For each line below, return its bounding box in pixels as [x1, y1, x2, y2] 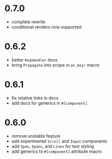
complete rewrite [11, 19, 45, 25]
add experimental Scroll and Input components [11, 138, 107, 144]
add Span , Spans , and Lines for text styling [11, 143, 95, 149]
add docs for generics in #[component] [11, 100, 88, 106]
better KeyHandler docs [11, 57, 57, 63]
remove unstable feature [11, 133, 61, 139]
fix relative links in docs [11, 95, 59, 101]
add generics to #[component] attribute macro [11, 148, 102, 154]
